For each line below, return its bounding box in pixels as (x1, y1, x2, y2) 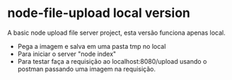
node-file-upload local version (7, 5, 191, 21)
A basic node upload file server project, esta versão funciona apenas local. (7, 28, 226, 37)
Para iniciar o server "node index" (17, 50, 117, 58)
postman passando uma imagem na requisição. (17, 64, 156, 73)
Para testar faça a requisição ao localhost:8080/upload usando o (17, 57, 207, 65)
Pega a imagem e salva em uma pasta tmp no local (17, 42, 166, 50)
